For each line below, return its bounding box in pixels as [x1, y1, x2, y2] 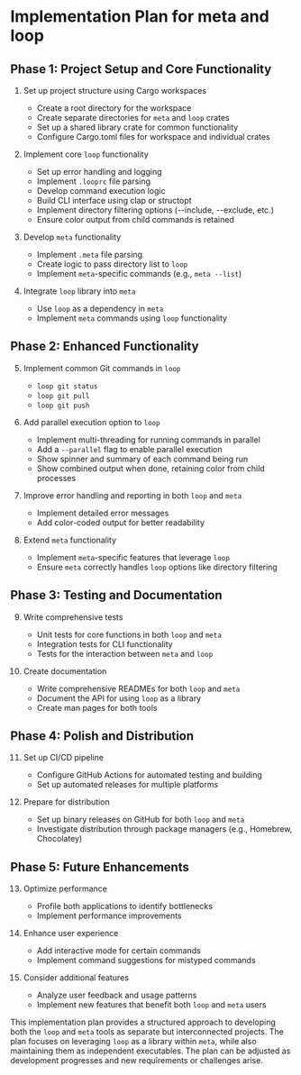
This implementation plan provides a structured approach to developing [10, 1016, 276, 1028]
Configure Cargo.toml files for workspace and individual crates [36, 132, 270, 141]
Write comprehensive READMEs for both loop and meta [36, 683, 241, 694]
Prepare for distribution [23, 797, 111, 807]
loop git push [36, 401, 90, 410]
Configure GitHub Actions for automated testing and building [36, 770, 262, 780]
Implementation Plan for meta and [10, 6, 269, 27]
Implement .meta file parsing [36, 250, 143, 260]
